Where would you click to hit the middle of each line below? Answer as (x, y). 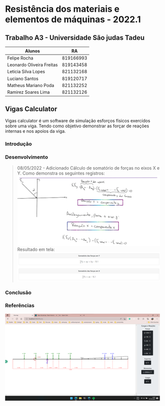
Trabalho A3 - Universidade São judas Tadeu (75, 38)
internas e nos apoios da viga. (36, 131)
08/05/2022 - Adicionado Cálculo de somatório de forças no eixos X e (88, 168)
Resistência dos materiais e (62, 9)
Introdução (18, 144)
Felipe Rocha (20, 58)
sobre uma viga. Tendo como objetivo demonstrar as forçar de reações (77, 126)
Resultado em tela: (36, 249)
